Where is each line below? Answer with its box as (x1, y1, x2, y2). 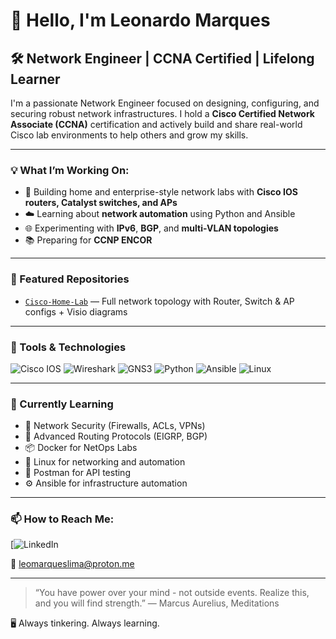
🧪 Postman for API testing (24, 467, 131, 479)
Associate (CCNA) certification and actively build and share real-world (10, 119, 303, 130)
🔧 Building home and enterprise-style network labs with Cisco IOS (24, 186, 298, 198)
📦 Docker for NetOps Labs (24, 442, 138, 454)
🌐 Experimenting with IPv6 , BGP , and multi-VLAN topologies (24, 222, 279, 234)
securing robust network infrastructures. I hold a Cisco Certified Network (10, 108, 315, 119)
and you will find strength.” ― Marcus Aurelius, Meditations (34, 597, 280, 609)
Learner (10, 70, 61, 88)
